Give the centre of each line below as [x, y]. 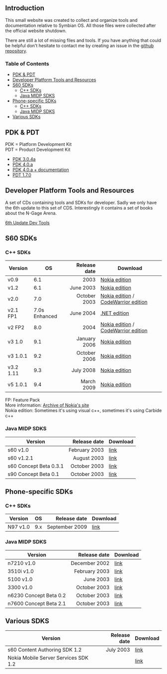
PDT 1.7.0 [22, 175]
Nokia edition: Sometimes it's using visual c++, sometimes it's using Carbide [83, 410]
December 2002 [90, 563]
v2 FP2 [16, 328]
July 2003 [118, 650]
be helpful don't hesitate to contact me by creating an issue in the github [80, 45]
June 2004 [83, 313]
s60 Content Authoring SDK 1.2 [45, 650]
